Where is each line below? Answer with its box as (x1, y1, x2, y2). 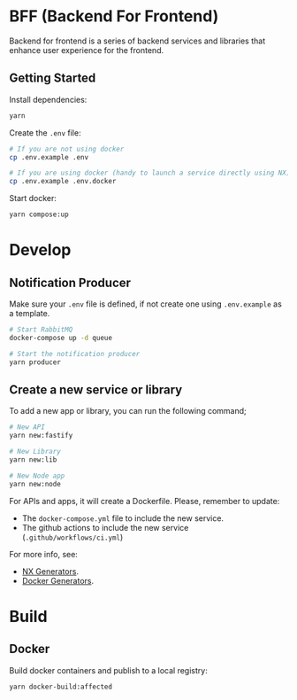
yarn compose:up (9, 210, 69, 219)
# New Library (9, 447, 62, 456)
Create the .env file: (9, 127, 81, 138)
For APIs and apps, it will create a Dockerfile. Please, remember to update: (9, 495, 280, 506)
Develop (9, 240, 72, 261)
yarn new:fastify (9, 432, 73, 440)
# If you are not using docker (9, 144, 125, 153)
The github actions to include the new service (21, 522, 189, 533)
